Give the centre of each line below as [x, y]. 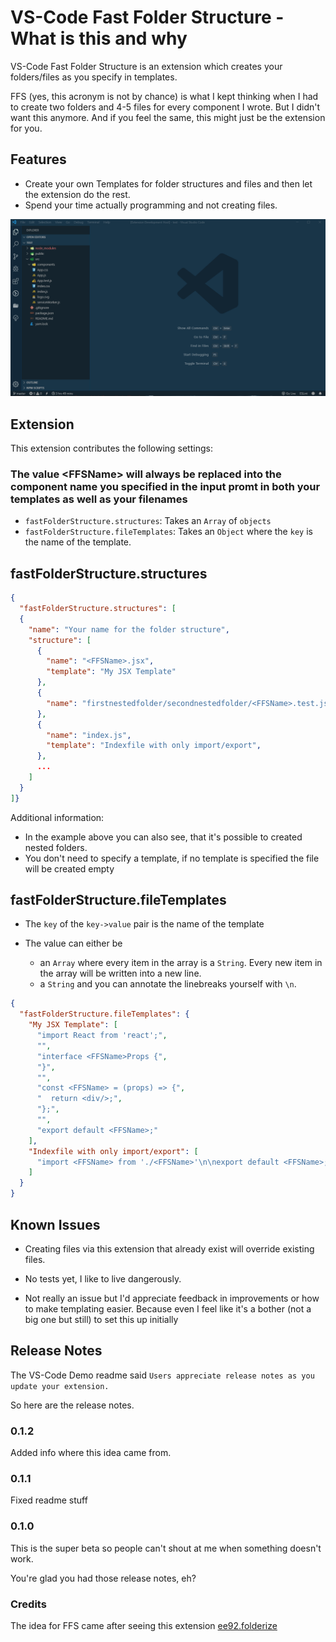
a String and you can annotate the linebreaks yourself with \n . [168, 984]
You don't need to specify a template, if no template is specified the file [172, 858]
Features [38, 159]
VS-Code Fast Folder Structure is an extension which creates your [146, 66]
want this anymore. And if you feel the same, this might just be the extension [168, 117]
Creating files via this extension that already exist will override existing [169, 1248]
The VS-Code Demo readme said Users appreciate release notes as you [162, 1375]
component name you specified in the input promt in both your [165, 486]
